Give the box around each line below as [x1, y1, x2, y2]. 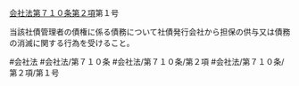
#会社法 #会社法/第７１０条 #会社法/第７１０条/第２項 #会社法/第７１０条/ [9, 57, 285, 66]
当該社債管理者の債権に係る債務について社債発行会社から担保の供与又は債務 [9, 27, 291, 37]
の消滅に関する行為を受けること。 [9, 38, 135, 48]
